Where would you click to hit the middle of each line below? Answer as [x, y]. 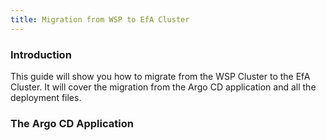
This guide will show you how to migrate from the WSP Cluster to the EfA [160, 76]
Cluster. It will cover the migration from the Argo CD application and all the [163, 87]
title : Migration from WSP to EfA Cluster [100, 19]
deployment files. [46, 97]
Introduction [41, 54]
